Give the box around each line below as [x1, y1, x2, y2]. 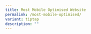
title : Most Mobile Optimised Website [5, 7, 86, 12]
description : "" [5, 21, 39, 26]
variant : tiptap [5, 16, 39, 21]
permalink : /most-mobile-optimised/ [5, 12, 81, 17]
